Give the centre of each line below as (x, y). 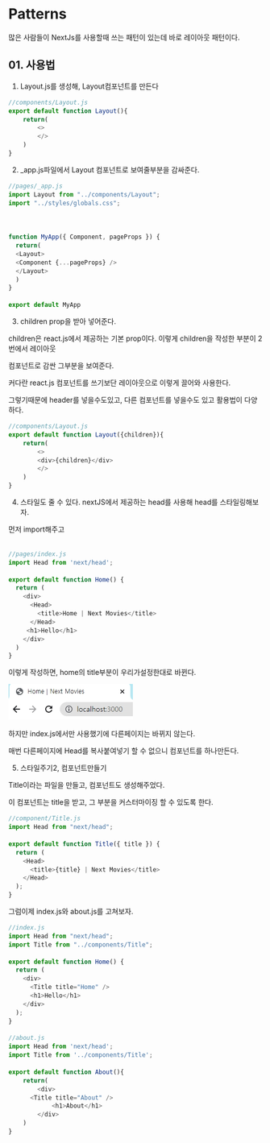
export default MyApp (45, 305)
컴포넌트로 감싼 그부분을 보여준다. (61, 366)
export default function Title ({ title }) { (84, 844)
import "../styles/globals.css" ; (64, 203)
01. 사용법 (32, 65)
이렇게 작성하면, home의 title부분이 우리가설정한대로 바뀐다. (102, 673)
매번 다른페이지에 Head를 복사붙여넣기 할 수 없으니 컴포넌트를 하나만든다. (124, 751)
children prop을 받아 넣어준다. (68, 321)
